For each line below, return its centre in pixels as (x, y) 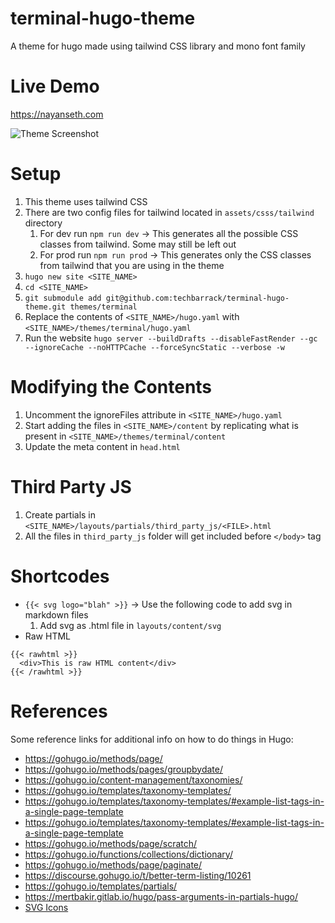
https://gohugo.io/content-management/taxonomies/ (133, 779)
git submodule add (63, 298)
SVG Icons (46, 907)
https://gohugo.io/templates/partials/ (101, 886)
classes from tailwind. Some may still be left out (138, 244)
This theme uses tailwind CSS (86, 201)
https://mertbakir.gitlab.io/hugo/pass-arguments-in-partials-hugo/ (161, 896)
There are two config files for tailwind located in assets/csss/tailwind (169, 212)
